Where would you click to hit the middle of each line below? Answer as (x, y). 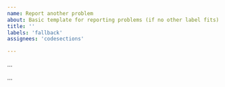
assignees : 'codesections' (46, 39)
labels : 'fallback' (35, 33)
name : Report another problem (50, 13)
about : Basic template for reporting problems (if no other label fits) (113, 20)
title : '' (21, 26)
